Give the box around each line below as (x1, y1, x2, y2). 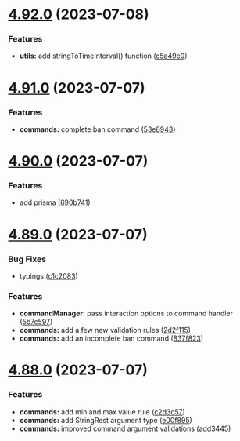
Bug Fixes (8, 253, 47, 264)
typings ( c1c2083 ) (19, 271, 78, 280)
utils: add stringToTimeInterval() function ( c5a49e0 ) (19, 51, 188, 60)
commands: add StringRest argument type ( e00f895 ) (19, 415, 193, 425)
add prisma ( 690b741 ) (19, 198, 91, 207)
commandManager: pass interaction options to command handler (19, 308, 233, 319)
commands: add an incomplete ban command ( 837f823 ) (19, 333, 204, 343)
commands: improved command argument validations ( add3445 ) (19, 424, 231, 433)
